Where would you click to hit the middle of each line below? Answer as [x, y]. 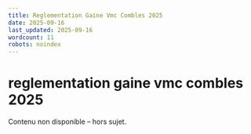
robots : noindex [35, 45]
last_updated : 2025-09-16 [50, 30]
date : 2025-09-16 [36, 23]
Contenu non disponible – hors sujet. [67, 121]
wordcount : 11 [31, 37]
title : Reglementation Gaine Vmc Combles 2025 [85, 15]
